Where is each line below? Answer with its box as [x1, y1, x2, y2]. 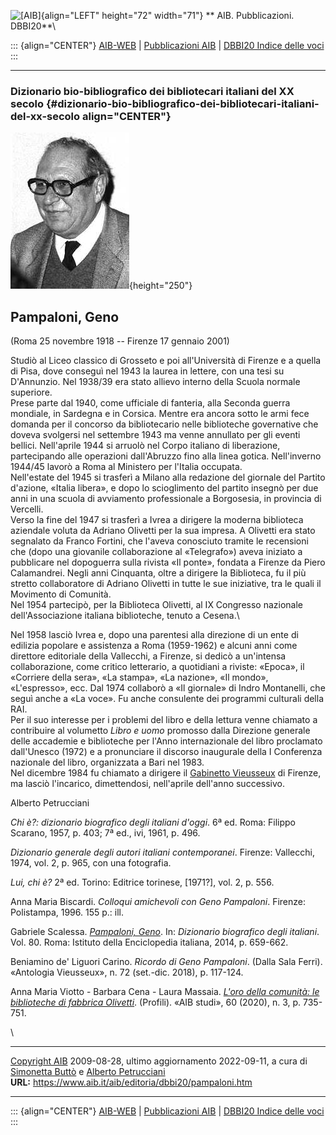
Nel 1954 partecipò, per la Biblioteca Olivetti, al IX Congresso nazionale [10, 599, 303, 611]
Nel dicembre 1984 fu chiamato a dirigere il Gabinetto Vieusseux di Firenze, [10, 767, 322, 779]
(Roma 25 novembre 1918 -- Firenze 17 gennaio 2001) [10, 335, 230, 347]
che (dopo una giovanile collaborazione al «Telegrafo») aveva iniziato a [10, 546, 303, 558]
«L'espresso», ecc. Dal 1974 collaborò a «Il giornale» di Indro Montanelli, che [10, 682, 326, 694]
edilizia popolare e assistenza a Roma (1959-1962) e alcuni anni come [10, 640, 298, 652]
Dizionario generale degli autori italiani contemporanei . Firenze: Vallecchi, [10, 846, 315, 859]
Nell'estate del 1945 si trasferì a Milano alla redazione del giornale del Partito [10, 471, 326, 484]
